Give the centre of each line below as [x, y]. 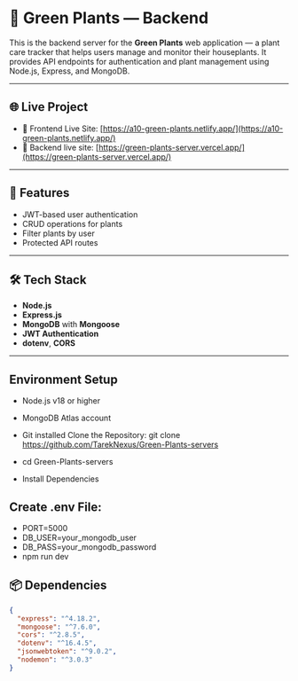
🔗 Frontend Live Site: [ [63, 129]
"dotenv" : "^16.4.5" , [57, 643]
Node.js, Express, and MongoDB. [70, 71]
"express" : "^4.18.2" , [59, 618]
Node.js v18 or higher [61, 401]
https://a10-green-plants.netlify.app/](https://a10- [193, 129]
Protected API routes [60, 242]
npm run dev [45, 556]
